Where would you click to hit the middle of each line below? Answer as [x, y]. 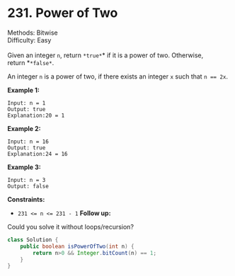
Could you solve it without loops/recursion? [71, 226]
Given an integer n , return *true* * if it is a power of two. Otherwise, [105, 55]
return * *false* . [31, 62]
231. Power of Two [63, 13]
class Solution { [33, 240]
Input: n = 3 [27, 180]
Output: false [28, 186]
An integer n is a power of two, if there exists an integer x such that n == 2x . [118, 76]
